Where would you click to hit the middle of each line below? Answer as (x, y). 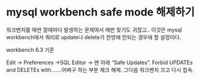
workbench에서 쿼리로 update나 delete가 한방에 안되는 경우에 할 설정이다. (94, 37)
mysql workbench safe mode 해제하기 (100, 12)
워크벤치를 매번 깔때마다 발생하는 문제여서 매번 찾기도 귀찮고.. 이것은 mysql (94, 30)
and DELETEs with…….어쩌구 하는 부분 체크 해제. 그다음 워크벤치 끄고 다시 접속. (100, 69)
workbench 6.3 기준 (31, 50)
